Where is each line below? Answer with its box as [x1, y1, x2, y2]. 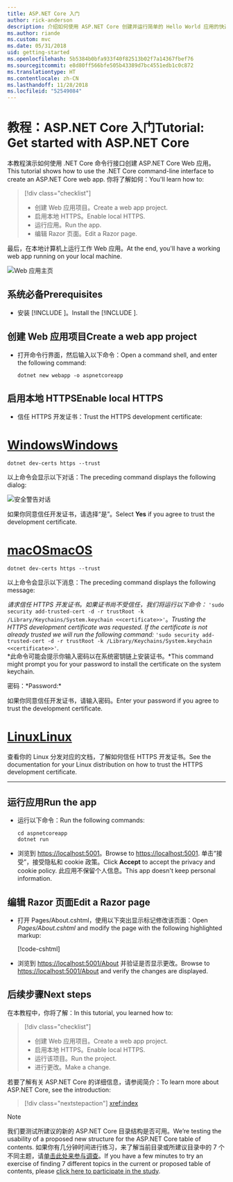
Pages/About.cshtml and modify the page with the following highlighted [17, 923, 223, 932]
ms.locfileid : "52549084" [7, 88, 82, 95]
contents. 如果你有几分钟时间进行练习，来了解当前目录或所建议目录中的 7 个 [7, 1142, 225, 1151]
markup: [17, 931, 42, 939]
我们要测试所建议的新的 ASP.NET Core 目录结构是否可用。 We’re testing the [7, 1126, 222, 1135]
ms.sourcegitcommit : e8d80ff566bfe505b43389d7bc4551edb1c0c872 [7, 62, 194, 69]
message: [7, 586, 35, 595]
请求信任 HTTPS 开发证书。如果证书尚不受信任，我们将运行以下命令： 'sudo [7, 600, 225, 609]
